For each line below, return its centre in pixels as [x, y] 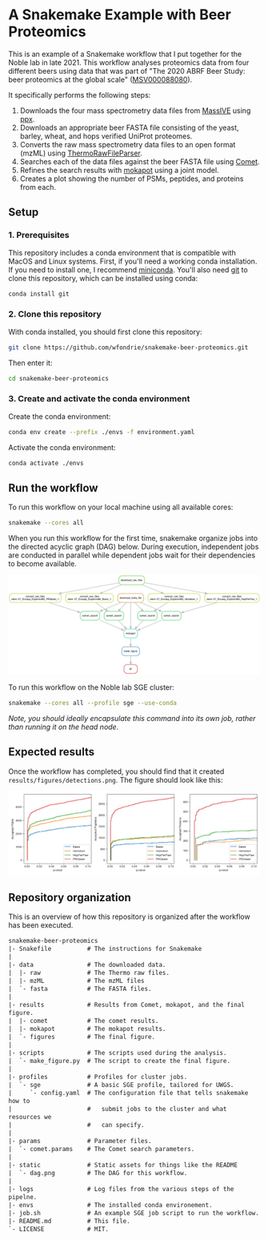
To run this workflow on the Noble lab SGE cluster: [91, 687]
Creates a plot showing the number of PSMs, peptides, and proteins [132, 179]
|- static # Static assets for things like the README [123, 1166]
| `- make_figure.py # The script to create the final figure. [119, 1061]
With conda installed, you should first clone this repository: [105, 332]
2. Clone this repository [55, 314]
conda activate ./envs [46, 463]
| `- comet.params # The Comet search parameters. [102, 1149]
